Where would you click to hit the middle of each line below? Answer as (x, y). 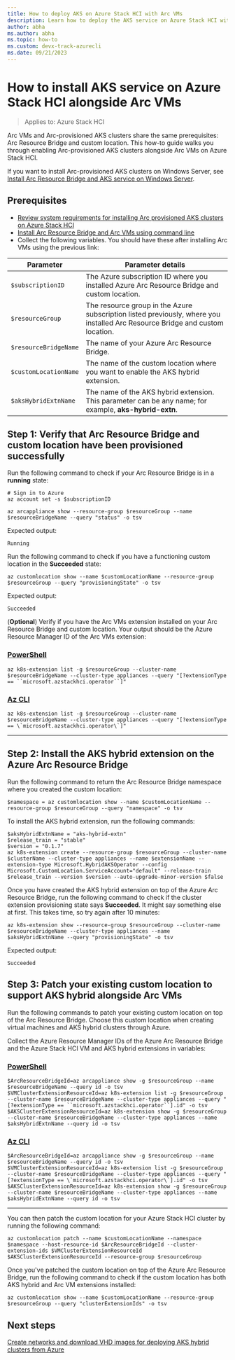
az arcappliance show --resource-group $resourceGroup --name (100, 512)
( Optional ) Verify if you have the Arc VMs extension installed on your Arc (113, 622)
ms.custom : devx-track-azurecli (54, 46)
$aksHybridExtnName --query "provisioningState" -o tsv (90, 937)
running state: (28, 480)
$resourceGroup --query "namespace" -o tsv (119, 808)
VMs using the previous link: (58, 247)
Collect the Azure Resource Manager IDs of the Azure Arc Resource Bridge (115, 1041)
